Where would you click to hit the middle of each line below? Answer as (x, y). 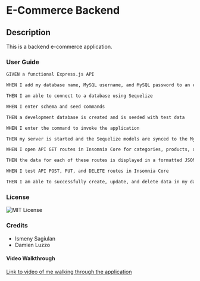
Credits (17, 226)
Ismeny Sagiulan (35, 238)
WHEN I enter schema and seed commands (56, 107)
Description (28, 32)
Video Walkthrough (31, 258)
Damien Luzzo (32, 245)
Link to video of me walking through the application (69, 271)
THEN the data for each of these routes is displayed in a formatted (94, 160)
